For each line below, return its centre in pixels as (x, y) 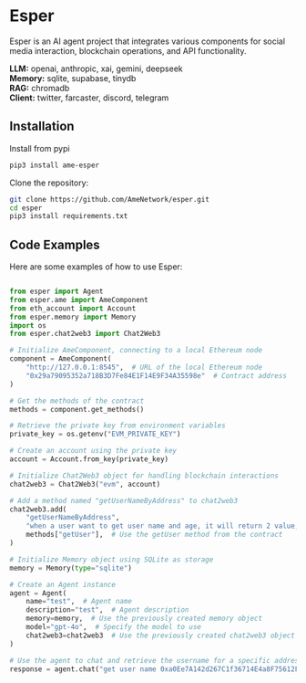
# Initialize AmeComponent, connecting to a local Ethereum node (136, 351)
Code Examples (55, 244)
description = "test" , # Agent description (107, 610)
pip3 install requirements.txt (69, 216)
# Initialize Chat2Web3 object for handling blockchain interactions (144, 476)
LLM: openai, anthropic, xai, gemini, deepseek (97, 68)
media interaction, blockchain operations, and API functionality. (128, 50)
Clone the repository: (49, 183)
